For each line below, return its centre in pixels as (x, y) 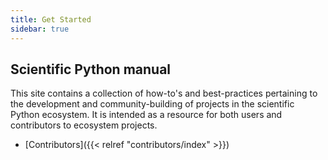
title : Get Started (51, 19)
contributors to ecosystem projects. (84, 125)
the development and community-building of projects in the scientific (152, 104)
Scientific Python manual (91, 69)
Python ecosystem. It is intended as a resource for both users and (146, 115)
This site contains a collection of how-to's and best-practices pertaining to (164, 93)
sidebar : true (40, 29)
